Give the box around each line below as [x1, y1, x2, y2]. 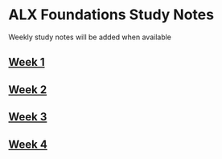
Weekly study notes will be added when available [8, 32, 171, 42]
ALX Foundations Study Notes [8, 6, 215, 24]
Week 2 [8, 83, 47, 96]
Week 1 [8, 55, 45, 69]
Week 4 [8, 137, 48, 151]
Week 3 [8, 110, 47, 124]
